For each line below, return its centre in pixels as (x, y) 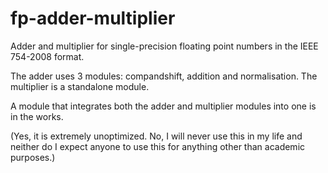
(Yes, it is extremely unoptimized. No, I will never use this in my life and (156, 136)
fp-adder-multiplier (93, 18)
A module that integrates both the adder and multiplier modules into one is (163, 106)
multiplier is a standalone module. (80, 86)
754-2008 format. (47, 56)
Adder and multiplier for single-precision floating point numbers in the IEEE (164, 46)
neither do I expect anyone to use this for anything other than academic (158, 146)
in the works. (37, 116)
